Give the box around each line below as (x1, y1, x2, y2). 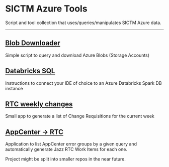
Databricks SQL (5, 67, 55, 75)
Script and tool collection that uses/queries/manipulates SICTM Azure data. (5, 20, 162, 26)
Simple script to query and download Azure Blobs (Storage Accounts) (5, 52, 150, 58)
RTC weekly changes (5, 100, 73, 108)
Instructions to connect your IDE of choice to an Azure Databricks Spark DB (5, 80, 162, 86)
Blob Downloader (5, 39, 60, 48)
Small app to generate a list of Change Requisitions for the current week (5, 113, 154, 119)
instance (5, 85, 23, 91)
